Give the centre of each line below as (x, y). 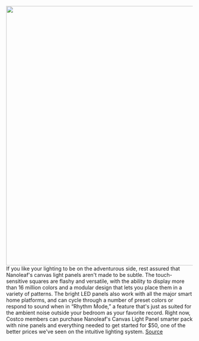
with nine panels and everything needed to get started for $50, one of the (96, 325)
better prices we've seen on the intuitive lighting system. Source (84, 332)
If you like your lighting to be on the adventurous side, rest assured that (93, 269)
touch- (164, 275)
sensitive (17, 281)
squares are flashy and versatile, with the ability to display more (107, 281)
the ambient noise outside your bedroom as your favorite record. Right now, (98, 313)
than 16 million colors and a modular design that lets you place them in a (94, 287)
